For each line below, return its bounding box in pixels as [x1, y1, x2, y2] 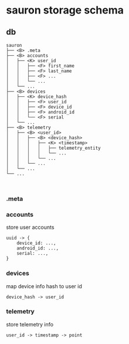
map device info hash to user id [6, 282, 82, 289]
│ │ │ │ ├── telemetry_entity [6, 145, 101, 151]
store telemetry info [6, 321, 54, 328]
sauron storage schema [6, 4, 124, 17]
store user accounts [6, 224, 55, 231]
